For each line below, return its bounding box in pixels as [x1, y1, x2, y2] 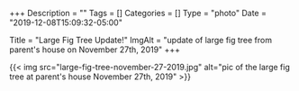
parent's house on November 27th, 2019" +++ [9, 44, 181, 55]
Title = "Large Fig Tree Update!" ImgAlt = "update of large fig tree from [9, 35, 273, 45]
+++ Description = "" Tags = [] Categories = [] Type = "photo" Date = [9, 8, 267, 18]
